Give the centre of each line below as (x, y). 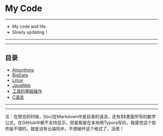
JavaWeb (21, 85)
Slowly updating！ (30, 32)
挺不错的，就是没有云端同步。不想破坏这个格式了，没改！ (66, 128)
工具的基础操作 (27, 91)
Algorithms (23, 70)
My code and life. (29, 26)
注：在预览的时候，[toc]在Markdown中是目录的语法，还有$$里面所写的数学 (81, 116)
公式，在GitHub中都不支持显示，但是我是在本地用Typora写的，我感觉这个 (78, 122)
